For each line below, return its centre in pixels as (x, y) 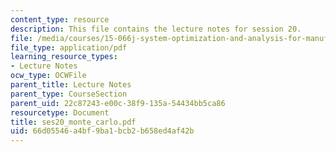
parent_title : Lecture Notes (71, 85)
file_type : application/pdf (69, 47)
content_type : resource (60, 19)
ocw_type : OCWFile (48, 76)
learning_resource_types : (64, 57)
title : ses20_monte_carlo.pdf (73, 122)
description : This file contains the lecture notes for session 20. (156, 29)
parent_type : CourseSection (69, 94)
